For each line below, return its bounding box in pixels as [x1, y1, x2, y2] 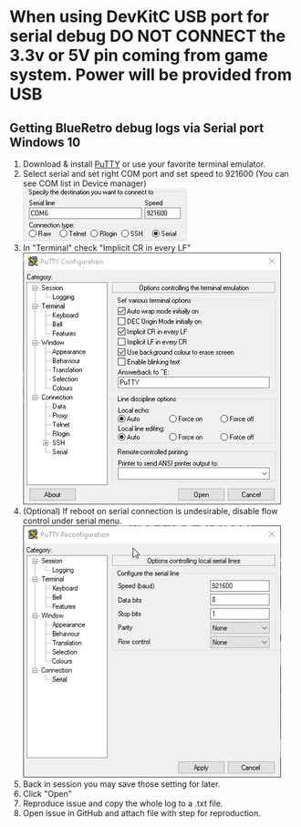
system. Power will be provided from [9, 65, 293, 86]
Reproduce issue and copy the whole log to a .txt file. [22, 798, 223, 809]
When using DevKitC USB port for [9, 6, 270, 27]
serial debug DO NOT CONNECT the [9, 26, 285, 47]
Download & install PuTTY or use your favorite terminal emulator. [22, 159, 266, 170]
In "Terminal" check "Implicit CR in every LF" [22, 243, 192, 253]
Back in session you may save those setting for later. [22, 779, 221, 790]
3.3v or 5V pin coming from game [9, 46, 269, 66]
